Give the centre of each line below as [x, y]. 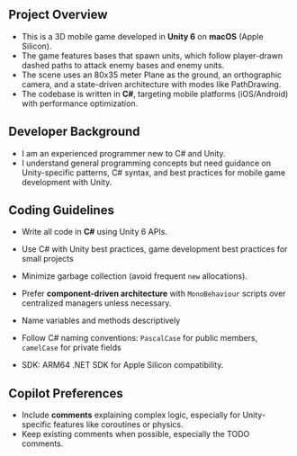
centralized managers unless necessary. [96, 303]
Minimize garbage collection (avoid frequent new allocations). [135, 276]
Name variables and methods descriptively [101, 321]
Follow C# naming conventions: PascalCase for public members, [139, 338]
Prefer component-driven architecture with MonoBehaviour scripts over [153, 294]
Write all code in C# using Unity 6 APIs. [94, 232]
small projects [47, 259]
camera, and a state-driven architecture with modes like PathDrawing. [151, 84]
